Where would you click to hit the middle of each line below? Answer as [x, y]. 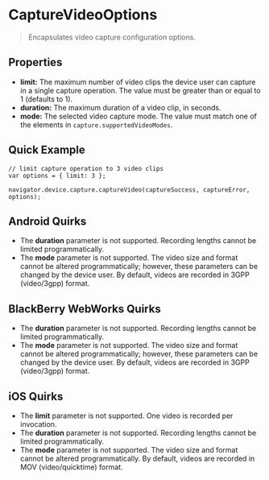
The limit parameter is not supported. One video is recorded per [126, 416]
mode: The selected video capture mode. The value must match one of [139, 116]
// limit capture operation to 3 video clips [86, 168]
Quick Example [47, 150]
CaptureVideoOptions [83, 15]
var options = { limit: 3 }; [57, 176]
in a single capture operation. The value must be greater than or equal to [140, 90]
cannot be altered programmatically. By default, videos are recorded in [137, 458]
